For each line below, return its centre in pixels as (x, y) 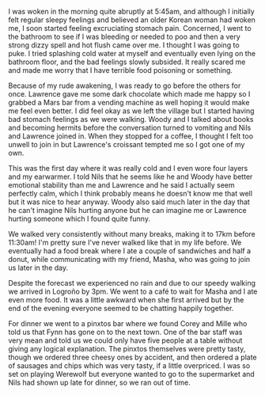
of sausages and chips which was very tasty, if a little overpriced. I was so (129, 366)
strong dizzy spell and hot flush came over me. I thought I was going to (124, 45)
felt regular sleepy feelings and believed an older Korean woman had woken (132, 20)
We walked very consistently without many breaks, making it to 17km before (132, 234)
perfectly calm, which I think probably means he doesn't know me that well (131, 194)
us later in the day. (38, 268)
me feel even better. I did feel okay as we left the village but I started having (131, 111)
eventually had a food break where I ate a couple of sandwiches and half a (130, 251)
